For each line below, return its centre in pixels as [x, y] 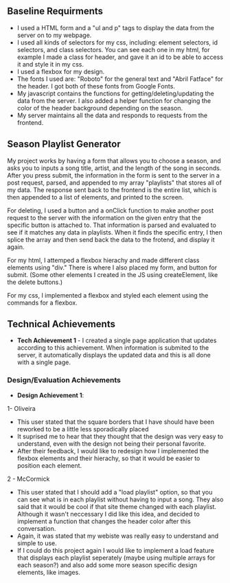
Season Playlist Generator [64, 144]
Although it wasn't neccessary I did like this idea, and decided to [108, 514]
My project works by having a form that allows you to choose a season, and [114, 160]
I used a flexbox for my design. [61, 71]
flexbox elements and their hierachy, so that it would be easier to [108, 458]
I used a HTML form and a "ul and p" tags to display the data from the [116, 27]
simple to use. [37, 543]
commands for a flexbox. [42, 302]
